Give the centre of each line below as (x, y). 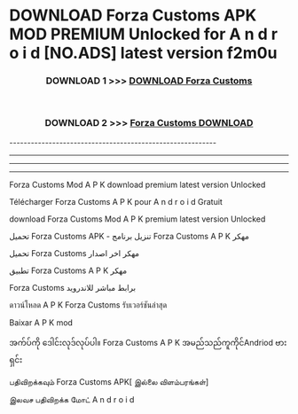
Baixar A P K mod (41, 322)
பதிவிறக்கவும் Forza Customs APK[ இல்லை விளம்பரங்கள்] (109, 381)
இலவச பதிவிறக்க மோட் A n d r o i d (72, 399)
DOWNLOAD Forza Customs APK (133, 16)
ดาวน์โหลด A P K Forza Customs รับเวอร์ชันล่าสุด (88, 305)
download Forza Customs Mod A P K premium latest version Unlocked (137, 219)
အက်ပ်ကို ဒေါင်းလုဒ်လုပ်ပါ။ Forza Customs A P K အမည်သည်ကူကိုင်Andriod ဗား (148, 342)
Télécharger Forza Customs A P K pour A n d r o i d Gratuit (116, 201)
